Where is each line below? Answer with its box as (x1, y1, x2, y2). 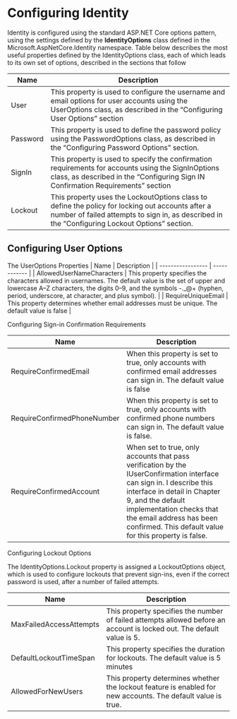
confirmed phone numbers (126, 413, 215, 423)
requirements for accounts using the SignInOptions (50, 162, 220, 172)
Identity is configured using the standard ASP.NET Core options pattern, (7, 28, 217, 37)
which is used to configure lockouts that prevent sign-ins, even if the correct (7, 570, 230, 578)
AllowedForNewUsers (11, 687, 83, 696)
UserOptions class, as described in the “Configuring (50, 105, 223, 114)
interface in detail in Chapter (126, 486, 221, 496)
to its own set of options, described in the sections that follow (7, 58, 187, 66)
